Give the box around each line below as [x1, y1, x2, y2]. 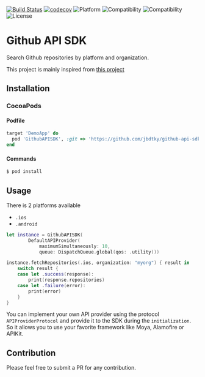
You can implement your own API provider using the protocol [6, 310, 160, 318]
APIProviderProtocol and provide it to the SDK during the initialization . [6, 317, 192, 324]
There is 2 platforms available [6, 202, 81, 209]
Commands [6, 155, 37, 162]
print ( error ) [28, 288, 62, 295]
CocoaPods [6, 101, 41, 110]
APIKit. [6, 330, 23, 337]
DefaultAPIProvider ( [28, 237, 81, 244]
